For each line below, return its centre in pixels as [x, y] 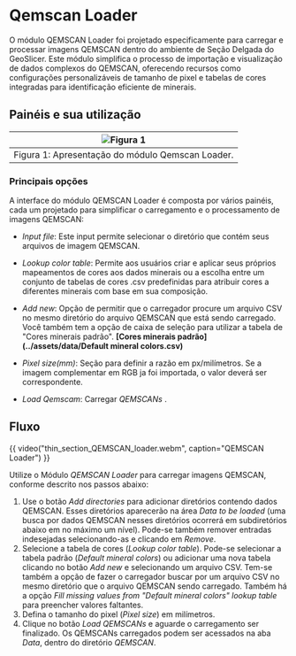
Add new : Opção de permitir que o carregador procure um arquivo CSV [152, 309]
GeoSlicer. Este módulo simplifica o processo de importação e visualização [146, 58]
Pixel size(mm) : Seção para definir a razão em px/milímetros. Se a [142, 363]
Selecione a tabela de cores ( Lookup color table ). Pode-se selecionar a [152, 548]
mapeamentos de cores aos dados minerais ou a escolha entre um [143, 273]
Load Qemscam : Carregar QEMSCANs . [95, 399]
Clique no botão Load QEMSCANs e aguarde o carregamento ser [140, 623]
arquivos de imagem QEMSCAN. [81, 246]
